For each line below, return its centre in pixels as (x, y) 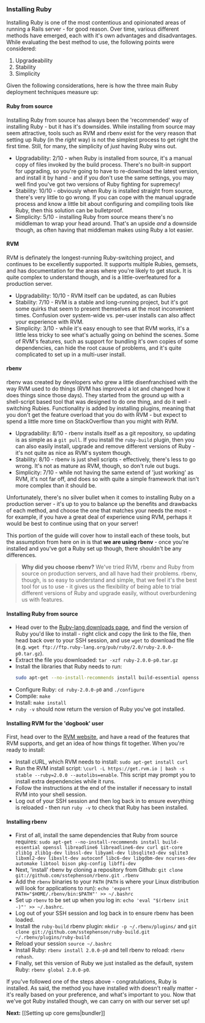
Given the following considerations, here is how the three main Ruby (92, 85)
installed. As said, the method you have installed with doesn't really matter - (102, 988)
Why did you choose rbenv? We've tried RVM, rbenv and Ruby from (108, 567)
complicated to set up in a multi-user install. (70, 354)
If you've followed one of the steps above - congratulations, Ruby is (92, 982)
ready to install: (26, 750)
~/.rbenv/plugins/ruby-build (52, 938)
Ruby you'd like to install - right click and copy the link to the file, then (103, 634)
